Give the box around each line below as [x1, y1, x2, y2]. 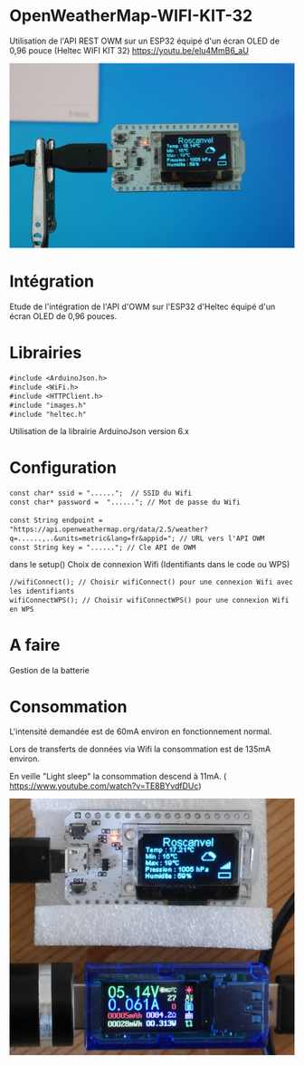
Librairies [9, 342, 82, 363]
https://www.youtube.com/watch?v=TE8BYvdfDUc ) [9, 780, 202, 791]
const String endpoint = [9, 516, 103, 525]
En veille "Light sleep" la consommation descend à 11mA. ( [9, 771, 227, 782]
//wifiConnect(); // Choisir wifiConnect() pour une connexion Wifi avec [9, 577, 294, 586]
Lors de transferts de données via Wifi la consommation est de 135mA [9, 744, 271, 755]
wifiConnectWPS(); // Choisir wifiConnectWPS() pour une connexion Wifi [9, 595, 290, 605]
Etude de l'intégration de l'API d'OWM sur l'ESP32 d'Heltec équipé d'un [9, 301, 276, 312]
